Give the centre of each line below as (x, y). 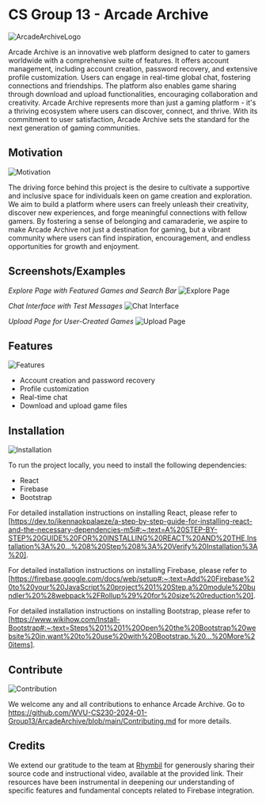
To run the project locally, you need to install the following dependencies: (127, 465)
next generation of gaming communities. (74, 128)
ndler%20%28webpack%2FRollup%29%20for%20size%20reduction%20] (131, 596)
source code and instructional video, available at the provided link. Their (126, 773)
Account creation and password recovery (87, 380)
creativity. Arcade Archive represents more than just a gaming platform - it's (132, 102)
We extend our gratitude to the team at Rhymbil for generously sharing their (131, 765)
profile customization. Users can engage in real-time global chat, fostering (129, 77)
